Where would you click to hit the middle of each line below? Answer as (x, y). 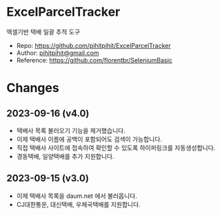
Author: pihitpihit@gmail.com (58, 53)
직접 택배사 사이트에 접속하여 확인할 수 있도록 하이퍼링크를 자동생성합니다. (116, 148)
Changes (33, 88)
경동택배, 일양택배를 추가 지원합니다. (65, 156)
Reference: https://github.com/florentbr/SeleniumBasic (94, 60)
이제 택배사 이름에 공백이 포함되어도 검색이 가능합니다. (89, 139)
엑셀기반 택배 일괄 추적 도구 (43, 32)
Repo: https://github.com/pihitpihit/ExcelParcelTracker (93, 45)
